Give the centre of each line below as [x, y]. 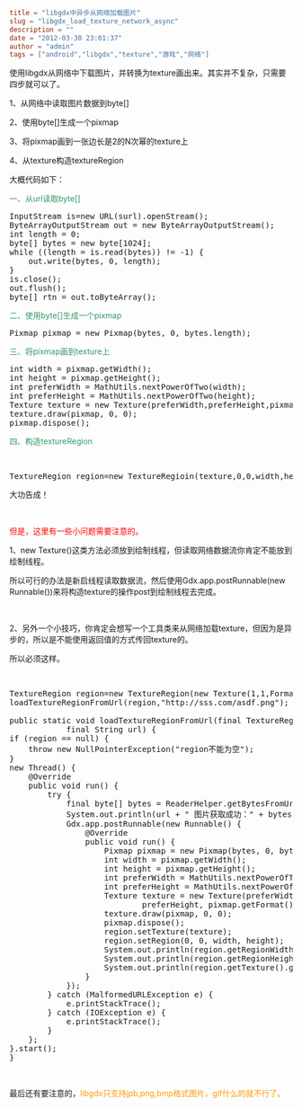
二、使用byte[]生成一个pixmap [66, 315]
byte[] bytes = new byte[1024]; [80, 244]
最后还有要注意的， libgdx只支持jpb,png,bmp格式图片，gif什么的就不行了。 [147, 1094]
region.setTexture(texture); [168, 932]
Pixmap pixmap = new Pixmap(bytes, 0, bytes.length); [130, 333]
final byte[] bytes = [114, 804]
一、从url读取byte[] [45, 199]
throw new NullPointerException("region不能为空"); [141, 749]
